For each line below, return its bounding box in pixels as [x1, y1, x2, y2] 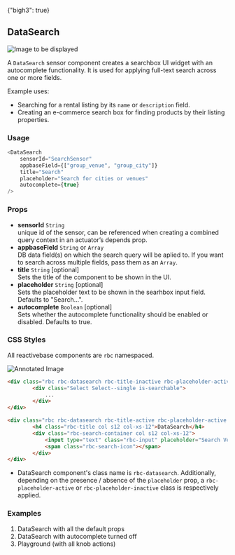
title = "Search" [20, 168, 64, 175]
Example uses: [7, 87, 50, 95]
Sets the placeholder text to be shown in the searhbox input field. [17, 288, 206, 296]
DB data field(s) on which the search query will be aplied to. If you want [17, 250, 224, 259]
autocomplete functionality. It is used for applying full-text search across [7, 66, 217, 74]
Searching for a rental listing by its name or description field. [17, 100, 190, 109]
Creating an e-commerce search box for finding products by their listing [17, 108, 225, 116]
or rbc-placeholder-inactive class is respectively [76, 483, 219, 492]
